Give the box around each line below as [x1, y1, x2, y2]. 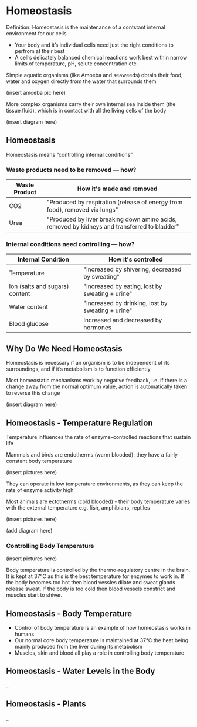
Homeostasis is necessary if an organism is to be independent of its [6, 359, 170, 366]
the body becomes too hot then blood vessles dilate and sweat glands [6, 579, 176, 586]
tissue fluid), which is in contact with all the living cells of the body [6, 107, 167, 114]
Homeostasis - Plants [6, 699, 86, 709]
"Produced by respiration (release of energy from [46, 199, 183, 207]
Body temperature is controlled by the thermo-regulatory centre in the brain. [6, 567, 191, 574]
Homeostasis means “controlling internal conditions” [6, 151, 133, 158]
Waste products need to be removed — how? [6, 166, 137, 174]
